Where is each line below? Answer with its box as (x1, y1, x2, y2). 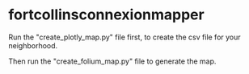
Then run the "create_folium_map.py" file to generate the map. (8, 56, 217, 66)
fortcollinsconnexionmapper (8, 6, 205, 24)
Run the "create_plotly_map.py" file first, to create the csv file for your (8, 32, 241, 42)
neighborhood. (8, 40, 58, 50)
